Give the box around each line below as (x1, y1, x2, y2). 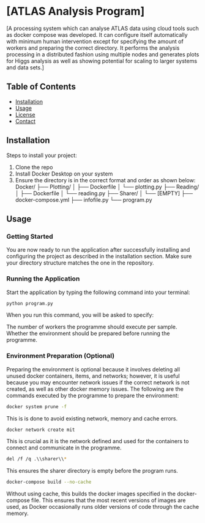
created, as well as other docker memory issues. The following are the (6, 385, 184, 392)
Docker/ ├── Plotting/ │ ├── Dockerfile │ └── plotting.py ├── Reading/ (15, 183, 199, 190)
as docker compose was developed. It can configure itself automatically (6, 31, 188, 38)
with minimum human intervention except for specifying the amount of (6, 37, 184, 45)
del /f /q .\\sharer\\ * (6, 456, 67, 462)
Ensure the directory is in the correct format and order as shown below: (15, 176, 196, 184)
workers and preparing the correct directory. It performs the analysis (6, 44, 180, 52)
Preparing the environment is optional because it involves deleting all (6, 365, 181, 373)
